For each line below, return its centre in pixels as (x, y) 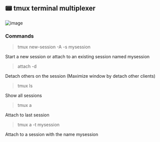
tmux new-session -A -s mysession (54, 47)
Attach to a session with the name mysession (52, 134)
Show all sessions (24, 96)
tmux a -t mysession (38, 125)
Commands (19, 36)
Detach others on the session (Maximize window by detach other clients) (80, 76)
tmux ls (25, 86)
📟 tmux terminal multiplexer (50, 8)
